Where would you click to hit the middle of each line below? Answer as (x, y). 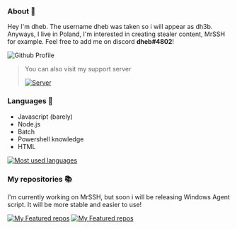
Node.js (29, 124)
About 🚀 (22, 11)
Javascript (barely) (45, 117)
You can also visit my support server (78, 69)
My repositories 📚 (40, 179)
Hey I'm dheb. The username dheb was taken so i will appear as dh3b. (110, 27)
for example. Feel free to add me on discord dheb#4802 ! (91, 42)
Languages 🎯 (30, 101)
